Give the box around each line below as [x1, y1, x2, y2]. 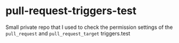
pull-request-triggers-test [5, 4, 137, 18]
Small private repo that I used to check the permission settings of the [5, 24, 173, 31]
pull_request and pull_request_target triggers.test [5, 29, 131, 37]
